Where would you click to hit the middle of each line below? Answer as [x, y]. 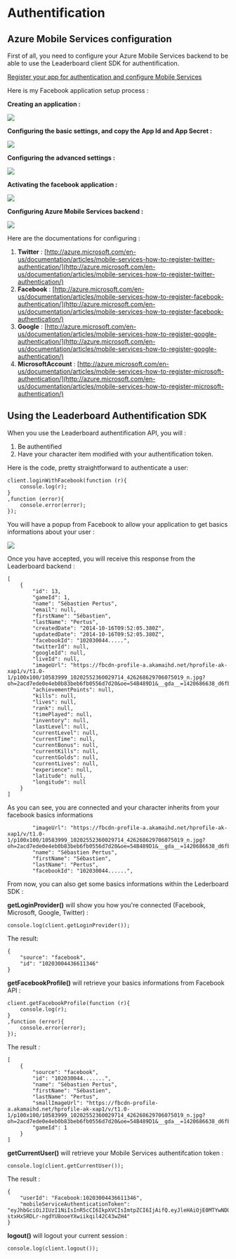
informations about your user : [51, 532]
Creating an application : [44, 104]
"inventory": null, [61, 720]
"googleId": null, [59, 653]
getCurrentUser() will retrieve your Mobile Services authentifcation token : [115, 1153]
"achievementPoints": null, [73, 690]
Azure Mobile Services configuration [90, 39]
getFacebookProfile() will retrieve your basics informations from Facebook [116, 983]
